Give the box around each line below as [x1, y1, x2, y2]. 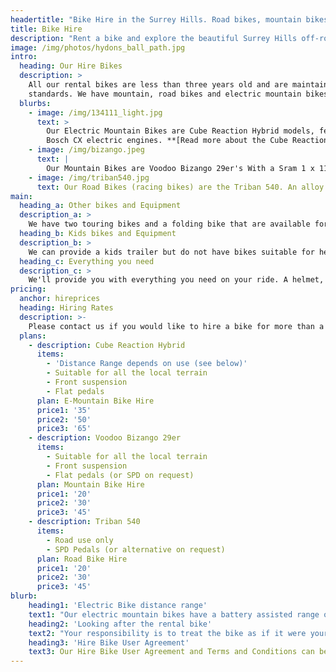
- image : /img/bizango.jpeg [28, 145, 145, 155]
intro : [10, 52, 38, 62]
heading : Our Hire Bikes [19, 61, 123, 71]
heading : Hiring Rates [19, 303, 114, 313]
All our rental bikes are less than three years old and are [28, 80, 288, 90]
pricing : [10, 284, 47, 295]
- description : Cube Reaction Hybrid [28, 340, 186, 350]
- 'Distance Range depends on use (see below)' [46, 359, 248, 369]
